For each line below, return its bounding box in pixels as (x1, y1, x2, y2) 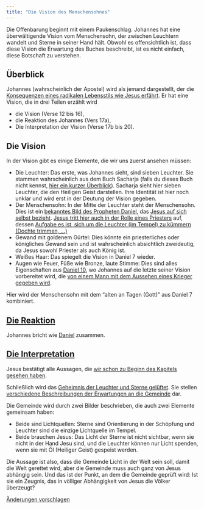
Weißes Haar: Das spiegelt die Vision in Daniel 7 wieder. (15, 253, 155, 261)
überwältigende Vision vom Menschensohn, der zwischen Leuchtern (6, 32, 179, 40)
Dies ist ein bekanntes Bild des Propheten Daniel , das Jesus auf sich (15, 208, 187, 215)
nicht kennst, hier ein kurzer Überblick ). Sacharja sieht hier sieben (15, 182, 181, 189)
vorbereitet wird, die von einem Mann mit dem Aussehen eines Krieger (15, 273, 192, 280)
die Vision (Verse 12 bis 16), (15, 110, 85, 118)
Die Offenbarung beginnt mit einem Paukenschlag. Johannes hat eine (6, 26, 181, 33)
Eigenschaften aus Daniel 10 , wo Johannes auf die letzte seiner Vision (15, 266, 191, 273)
